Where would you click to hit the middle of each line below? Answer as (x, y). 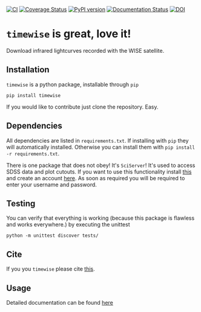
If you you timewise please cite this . (51, 269)
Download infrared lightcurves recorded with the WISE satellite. (85, 50)
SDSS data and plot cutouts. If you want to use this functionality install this (99, 171)
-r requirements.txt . (33, 153)
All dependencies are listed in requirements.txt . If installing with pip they (97, 140)
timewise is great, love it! (69, 34)
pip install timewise (34, 95)
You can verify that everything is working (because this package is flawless (100, 218)
